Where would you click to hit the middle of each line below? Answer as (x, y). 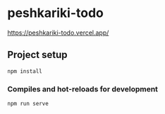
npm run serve (28, 104)
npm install (25, 71)
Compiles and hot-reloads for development (83, 89)
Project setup (38, 55)
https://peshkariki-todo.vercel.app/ (58, 33)
